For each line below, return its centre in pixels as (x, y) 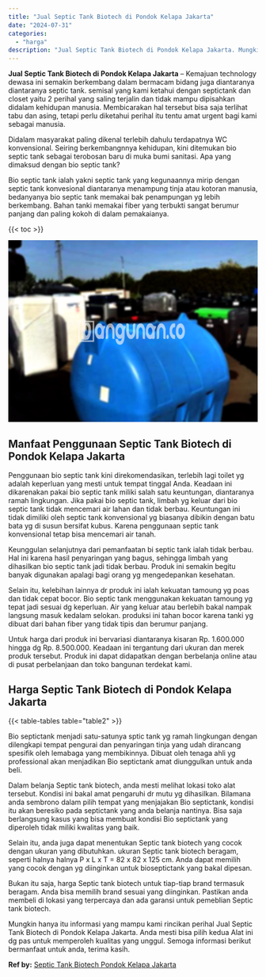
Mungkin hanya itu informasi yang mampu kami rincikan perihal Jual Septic (131, 924)
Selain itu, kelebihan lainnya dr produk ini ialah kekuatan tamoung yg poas (129, 590)
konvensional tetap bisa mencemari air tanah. (82, 534)
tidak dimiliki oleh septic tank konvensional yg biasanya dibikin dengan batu (131, 517)
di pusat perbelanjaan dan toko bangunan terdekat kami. (100, 665)
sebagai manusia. (37, 124)
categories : (28, 33)
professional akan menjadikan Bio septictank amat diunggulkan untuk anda (130, 761)
